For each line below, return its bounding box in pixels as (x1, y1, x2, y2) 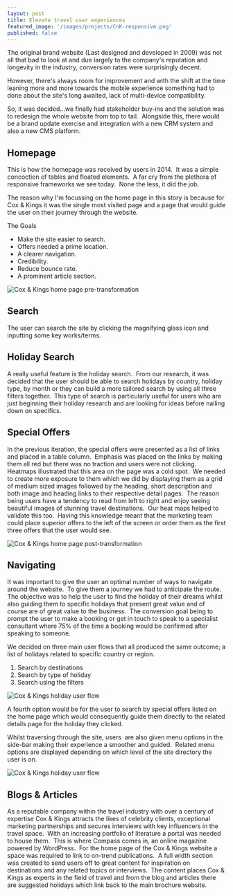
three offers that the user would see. (7, 526, 112, 534)
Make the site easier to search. (17, 235, 106, 243)
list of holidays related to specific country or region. (7, 650, 155, 658)
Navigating (7, 559, 56, 571)
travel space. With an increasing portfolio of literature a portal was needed (7, 829, 221, 838)
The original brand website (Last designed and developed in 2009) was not (7, 49, 222, 57)
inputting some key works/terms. (7, 331, 102, 340)
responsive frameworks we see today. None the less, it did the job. (7, 180, 200, 188)
